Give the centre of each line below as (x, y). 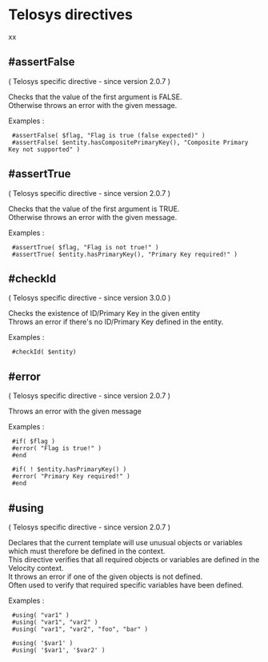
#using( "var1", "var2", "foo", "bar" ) (80, 629)
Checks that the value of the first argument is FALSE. (95, 97)
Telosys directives (71, 15)
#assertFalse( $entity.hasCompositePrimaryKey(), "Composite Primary (130, 142)
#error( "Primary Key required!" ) (71, 477)
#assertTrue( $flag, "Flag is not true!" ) (85, 247)
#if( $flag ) (34, 441)
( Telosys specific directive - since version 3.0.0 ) (90, 298)
